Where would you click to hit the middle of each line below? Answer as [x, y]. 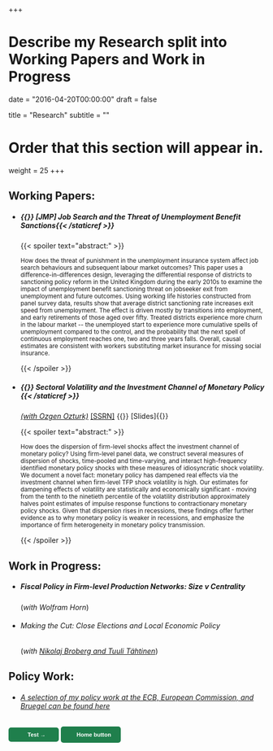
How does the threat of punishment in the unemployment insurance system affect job [139, 261]
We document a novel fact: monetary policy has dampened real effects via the [129, 476]
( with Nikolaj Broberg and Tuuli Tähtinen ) [89, 651]
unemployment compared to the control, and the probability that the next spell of [133, 332]
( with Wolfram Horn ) [54, 607]
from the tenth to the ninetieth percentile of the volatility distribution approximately [135, 497]
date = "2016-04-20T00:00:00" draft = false [83, 99]
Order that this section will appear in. [136, 148]
